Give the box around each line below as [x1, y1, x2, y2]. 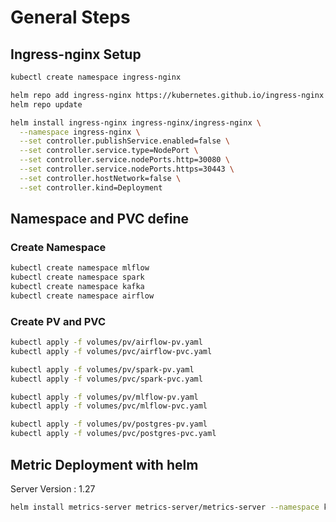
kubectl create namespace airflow [10, 291, 155, 301]
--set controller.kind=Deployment [19, 182, 163, 193]
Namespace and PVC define [10, 211, 190, 228]
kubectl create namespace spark [10, 272, 145, 283]
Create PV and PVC [10, 314, 107, 328]
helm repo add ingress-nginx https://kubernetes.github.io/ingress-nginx [10, 90, 325, 100]
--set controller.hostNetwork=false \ [19, 173, 182, 183]
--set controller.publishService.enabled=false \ [19, 136, 230, 146]
